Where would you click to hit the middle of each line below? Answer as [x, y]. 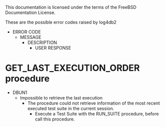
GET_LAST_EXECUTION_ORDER [72, 68]
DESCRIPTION [42, 42]
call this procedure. [55, 119]
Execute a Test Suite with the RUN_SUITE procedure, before [97, 113]
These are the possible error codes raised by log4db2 [61, 22]
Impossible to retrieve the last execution [61, 97]
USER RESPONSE [53, 48]
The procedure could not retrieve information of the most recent [94, 103]
